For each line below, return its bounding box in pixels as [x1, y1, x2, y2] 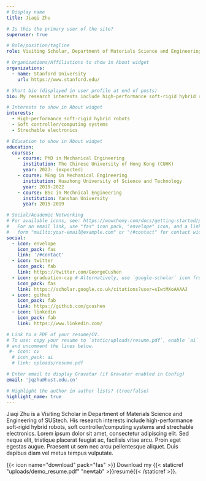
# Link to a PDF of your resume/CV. [6, 331, 100, 337]
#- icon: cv [9, 348, 40, 355]
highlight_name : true [6, 393, 62, 399]
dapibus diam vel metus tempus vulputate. [6, 449, 113, 457]
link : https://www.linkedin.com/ [17, 320, 103, 326]
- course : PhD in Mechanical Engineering [17, 155, 124, 161]
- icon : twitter [12, 258, 53, 264]
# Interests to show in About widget [6, 104, 103, 110]
